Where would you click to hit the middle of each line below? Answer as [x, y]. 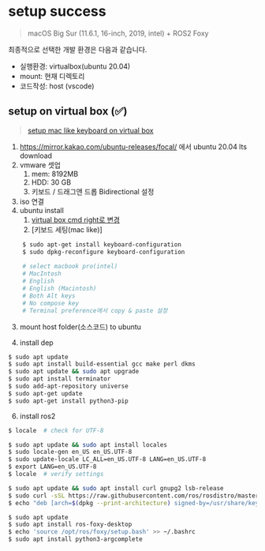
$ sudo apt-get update [45, 393]
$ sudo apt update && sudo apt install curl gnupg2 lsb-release [116, 488]
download [36, 156]
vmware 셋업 [40, 165]
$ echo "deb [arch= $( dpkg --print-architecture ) [90, 503]
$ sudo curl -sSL [37, 496]
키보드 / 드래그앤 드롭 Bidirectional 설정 [93, 191]
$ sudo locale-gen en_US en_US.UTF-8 [70, 452]
